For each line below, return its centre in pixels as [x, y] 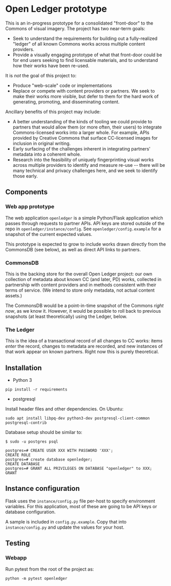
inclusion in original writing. [41, 143]
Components [26, 192]
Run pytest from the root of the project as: [50, 569]
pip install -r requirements [36, 389]
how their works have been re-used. [51, 66]
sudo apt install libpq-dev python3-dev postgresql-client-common [78, 418]
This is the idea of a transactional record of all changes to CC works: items [84, 341]
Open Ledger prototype [56, 9]
